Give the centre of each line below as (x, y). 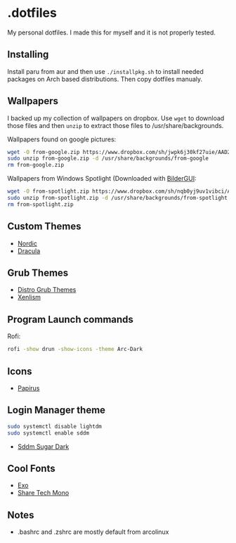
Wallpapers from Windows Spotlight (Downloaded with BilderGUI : (102, 179)
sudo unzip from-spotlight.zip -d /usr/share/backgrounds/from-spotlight (118, 198)
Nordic (27, 243)
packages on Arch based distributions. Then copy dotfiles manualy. (105, 79)
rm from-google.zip (36, 165)
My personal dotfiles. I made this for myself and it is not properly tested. (112, 32)
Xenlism (29, 298)
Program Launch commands (70, 319)
